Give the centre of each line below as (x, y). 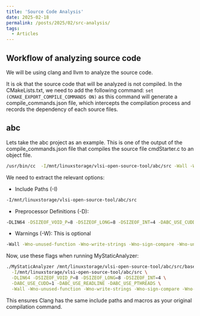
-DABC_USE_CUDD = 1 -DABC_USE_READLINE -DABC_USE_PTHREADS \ (86, 283)
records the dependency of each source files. (62, 109)
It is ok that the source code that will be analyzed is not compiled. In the (94, 83)
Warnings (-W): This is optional (53, 234)
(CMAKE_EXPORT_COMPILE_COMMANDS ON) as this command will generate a (92, 97)
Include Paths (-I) (36, 189)
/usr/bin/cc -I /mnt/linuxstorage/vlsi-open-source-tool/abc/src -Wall (97, 166)
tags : (13, 28)
